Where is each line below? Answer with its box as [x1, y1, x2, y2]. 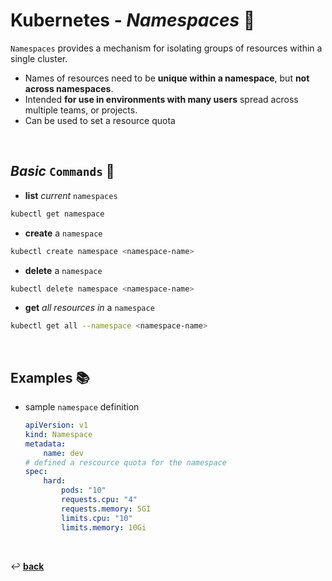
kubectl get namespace [10, 209, 105, 219]
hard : [43, 476, 67, 486]
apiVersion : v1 [24, 420, 89, 431]
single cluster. [10, 52, 68, 64]
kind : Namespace [24, 429, 93, 439]
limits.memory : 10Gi [61, 522, 147, 533]
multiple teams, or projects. [24, 104, 138, 116]
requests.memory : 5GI [61, 504, 152, 514]
